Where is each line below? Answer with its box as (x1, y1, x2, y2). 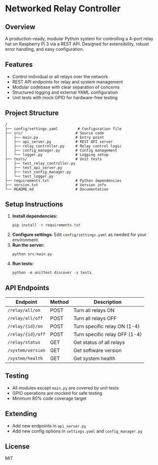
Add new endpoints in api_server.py (12, 423, 87, 428)
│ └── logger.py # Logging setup (5, 152, 109, 157)
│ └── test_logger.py (5, 174, 54, 179)
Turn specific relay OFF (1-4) (73, 331, 142, 338)
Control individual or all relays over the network (12, 74, 108, 79)
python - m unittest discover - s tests (12, 270, 92, 275)
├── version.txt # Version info (5, 182, 106, 188)
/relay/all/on (7, 307, 41, 313)
